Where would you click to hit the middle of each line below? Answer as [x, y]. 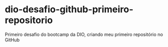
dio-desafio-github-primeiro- [69, 9]
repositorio [29, 20]
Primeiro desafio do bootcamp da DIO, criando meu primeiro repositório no [84, 34]
